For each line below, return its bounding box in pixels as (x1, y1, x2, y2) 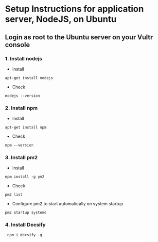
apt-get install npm (5, 125, 47, 130)
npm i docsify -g (7, 232, 42, 237)
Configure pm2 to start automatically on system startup (12, 201, 123, 207)
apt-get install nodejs (5, 75, 53, 81)
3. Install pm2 (5, 154, 38, 161)
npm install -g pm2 (5, 175, 45, 179)
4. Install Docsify (5, 222, 46, 228)
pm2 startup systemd (5, 210, 47, 215)
